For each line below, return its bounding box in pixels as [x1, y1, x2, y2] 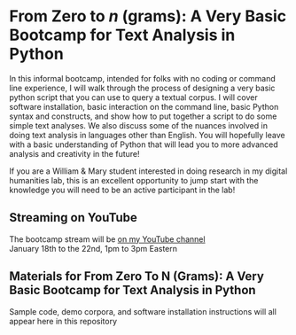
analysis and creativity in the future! [9, 148, 140, 159]
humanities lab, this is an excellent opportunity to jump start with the [9, 175, 259, 185]
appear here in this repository [9, 316, 118, 326]
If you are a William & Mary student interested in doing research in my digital [9, 166, 288, 176]
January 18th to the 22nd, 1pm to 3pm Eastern [9, 243, 178, 253]
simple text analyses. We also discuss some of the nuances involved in [9, 120, 269, 130]
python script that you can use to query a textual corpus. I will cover [9, 91, 259, 103]
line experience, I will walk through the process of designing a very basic [9, 82, 276, 93]
